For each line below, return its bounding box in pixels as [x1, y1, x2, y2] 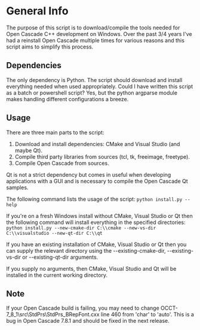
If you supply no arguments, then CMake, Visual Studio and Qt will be [6, 265, 177, 272]
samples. [6, 184, 29, 191]
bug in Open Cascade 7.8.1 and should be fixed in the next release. [6, 317, 170, 325]
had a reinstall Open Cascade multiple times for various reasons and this [6, 37, 185, 44]
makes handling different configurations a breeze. [6, 95, 129, 102]
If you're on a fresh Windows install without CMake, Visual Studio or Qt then [6, 212, 193, 219]
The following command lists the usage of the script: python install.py [6, 195, 183, 202]
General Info [6, 4, 69, 18]
